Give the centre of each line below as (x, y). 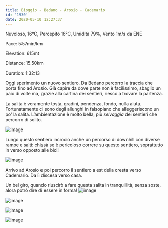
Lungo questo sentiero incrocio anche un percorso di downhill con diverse (83, 140)
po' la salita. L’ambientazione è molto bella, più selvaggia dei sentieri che (81, 114)
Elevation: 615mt (22, 53)
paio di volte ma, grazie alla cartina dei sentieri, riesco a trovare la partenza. (84, 94)
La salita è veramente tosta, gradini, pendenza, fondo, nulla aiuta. (73, 104)
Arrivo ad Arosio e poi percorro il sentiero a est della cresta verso (73, 170)
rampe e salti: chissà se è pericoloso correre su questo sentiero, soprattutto (84, 145)
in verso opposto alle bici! (32, 150)
